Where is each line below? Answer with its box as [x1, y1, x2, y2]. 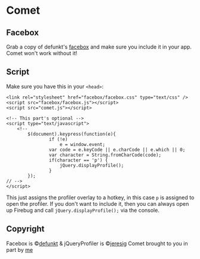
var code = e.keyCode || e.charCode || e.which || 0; [48, 147, 186, 153]
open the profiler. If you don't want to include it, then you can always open [6, 200, 189, 207]
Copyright [6, 224, 45, 234]
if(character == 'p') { [48, 157, 109, 163]
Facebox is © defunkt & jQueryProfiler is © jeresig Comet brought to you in [6, 240, 188, 247]
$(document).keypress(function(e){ [27, 131, 116, 137]
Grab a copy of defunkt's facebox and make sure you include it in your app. [6, 43, 192, 50]
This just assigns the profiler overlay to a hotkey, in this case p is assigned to [6, 194, 195, 201]
